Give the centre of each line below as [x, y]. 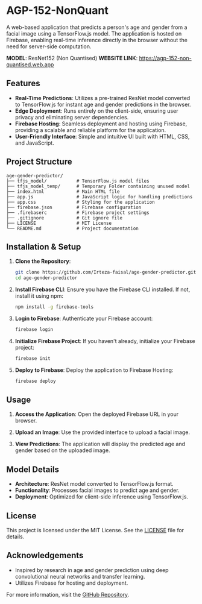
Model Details [33, 469]
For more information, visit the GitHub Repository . [68, 594]
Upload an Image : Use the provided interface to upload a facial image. [103, 432]
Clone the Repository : [43, 261]
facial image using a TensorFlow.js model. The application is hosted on [94, 33]
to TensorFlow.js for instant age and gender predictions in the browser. [103, 104]
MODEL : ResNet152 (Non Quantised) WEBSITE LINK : [72, 58]
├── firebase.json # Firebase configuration [74, 207]
